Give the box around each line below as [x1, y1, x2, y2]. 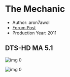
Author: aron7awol [12, 19, 50, 25]
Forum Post [12, 24, 36, 30]
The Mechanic [5, 3, 65, 15]
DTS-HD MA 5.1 [5, 44, 53, 52]
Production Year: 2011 [12, 30, 57, 36]
